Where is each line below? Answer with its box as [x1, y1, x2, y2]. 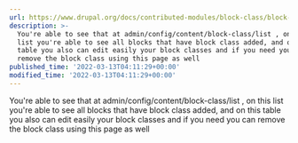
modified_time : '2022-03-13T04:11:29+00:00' [9, 71, 176, 80]
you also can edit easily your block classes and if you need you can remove [9, 114, 286, 124]
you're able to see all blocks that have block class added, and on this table [9, 104, 281, 115]
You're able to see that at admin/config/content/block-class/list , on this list [9, 95, 284, 106]
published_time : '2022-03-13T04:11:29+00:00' [9, 63, 180, 72]
